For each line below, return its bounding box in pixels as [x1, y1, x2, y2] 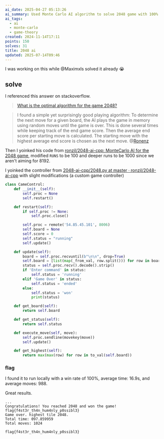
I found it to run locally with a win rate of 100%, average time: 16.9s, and [5, 375, 150, 381]
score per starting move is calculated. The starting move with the [17, 133, 148, 139]
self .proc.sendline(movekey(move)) [22, 335, 95, 340]
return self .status [22, 321, 62, 327]
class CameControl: [5, 182, 45, 187]
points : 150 [5, 39, 29, 44]
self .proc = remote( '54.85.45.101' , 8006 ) [22, 222, 110, 227]
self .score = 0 [22, 232, 54, 237]
